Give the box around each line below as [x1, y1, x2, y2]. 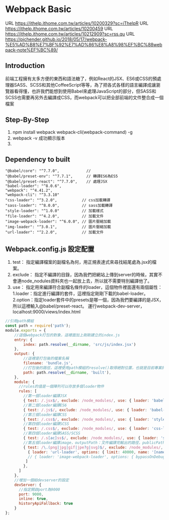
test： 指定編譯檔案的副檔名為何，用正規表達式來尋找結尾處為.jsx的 [12, 259, 152, 265]
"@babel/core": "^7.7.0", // [5, 169, 92, 174]
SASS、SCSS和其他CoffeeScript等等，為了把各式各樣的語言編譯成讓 [14, 82, 156, 88]
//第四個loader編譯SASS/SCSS [23, 431, 80, 436]
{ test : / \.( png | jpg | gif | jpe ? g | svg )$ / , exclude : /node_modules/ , [23, 444, 163, 450]
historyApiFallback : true [18, 501, 73, 506]
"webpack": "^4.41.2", [5, 188, 53, 193]
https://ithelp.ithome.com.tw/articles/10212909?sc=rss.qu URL [5, 31, 135, 37]
